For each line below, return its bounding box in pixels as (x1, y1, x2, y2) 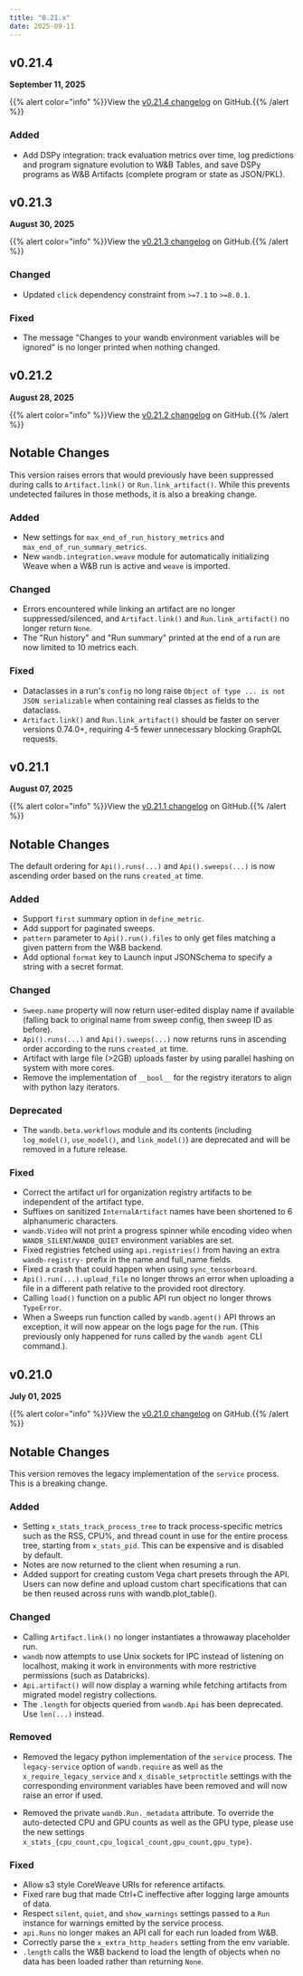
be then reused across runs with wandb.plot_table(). (22, 1588, 218, 1599)
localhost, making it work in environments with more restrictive (22, 1660, 257, 1671)
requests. (22, 733, 59, 744)
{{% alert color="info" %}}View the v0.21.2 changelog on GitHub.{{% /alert (9, 409, 289, 421)
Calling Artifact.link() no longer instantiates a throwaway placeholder (22, 1631, 291, 1642)
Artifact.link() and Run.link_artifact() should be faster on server (22, 714, 280, 724)
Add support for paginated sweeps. (22, 923, 156, 934)
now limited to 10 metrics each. (22, 642, 138, 653)
